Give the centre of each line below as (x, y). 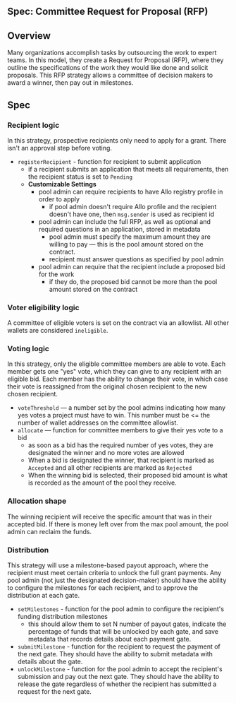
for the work (56, 274)
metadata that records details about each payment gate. (110, 639)
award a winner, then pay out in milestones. (70, 83)
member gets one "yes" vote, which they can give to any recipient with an (114, 372)
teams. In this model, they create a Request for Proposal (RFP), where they (116, 60)
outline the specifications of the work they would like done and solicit (108, 68)
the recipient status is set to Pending (80, 177)
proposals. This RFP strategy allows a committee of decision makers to (110, 75)
